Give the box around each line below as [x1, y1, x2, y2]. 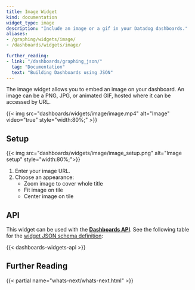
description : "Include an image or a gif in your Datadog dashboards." [6, 25, 188, 32]
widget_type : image [6, 20, 55, 26]
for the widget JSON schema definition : [6, 232, 103, 239]
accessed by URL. [6, 98, 51, 106]
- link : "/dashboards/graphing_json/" [6, 58, 103, 64]
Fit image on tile [23, 186, 64, 194]
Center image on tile [23, 193, 74, 200]
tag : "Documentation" [11, 64, 66, 70]
